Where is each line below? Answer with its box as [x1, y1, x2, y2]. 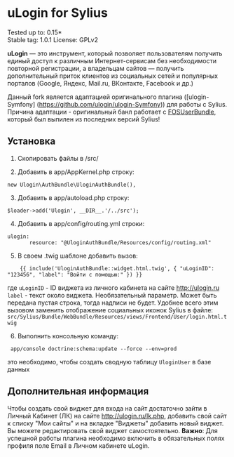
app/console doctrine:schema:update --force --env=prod [10, 345, 177, 352]
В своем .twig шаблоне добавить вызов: [17, 251, 138, 260]
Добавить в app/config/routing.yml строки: [17, 219, 145, 227]
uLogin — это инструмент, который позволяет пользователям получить [7, 49, 223, 58]
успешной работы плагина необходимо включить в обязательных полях [7, 434, 225, 442]
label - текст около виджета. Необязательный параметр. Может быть [7, 291, 217, 299]
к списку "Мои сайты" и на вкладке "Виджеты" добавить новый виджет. [7, 419, 224, 428]
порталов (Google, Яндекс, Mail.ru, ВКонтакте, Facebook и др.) [7, 79, 194, 87]
